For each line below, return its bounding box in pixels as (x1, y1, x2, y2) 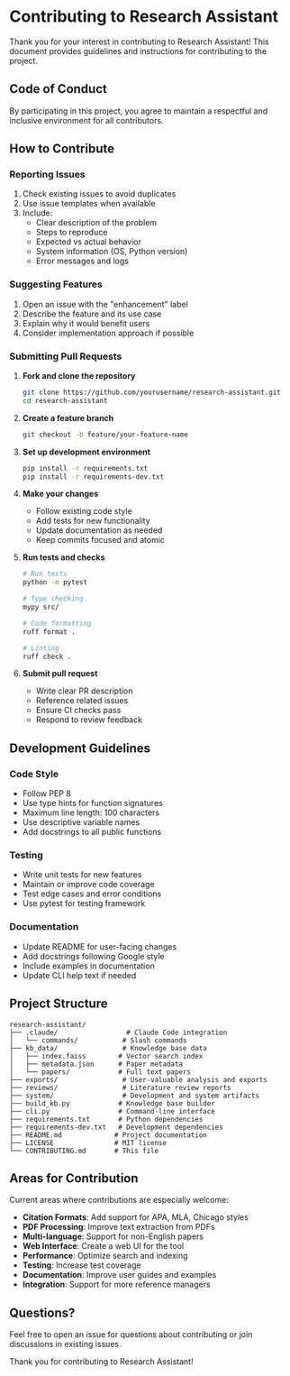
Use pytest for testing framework (22, 898, 146, 909)
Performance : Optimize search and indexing (22, 1251, 188, 1261)
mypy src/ (22, 602, 60, 612)
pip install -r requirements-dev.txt (22, 472, 165, 482)
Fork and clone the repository (22, 371, 136, 381)
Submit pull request (22, 668, 98, 679)
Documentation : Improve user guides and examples (22, 1270, 217, 1280)
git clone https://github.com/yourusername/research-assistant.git (22, 388, 281, 398)
